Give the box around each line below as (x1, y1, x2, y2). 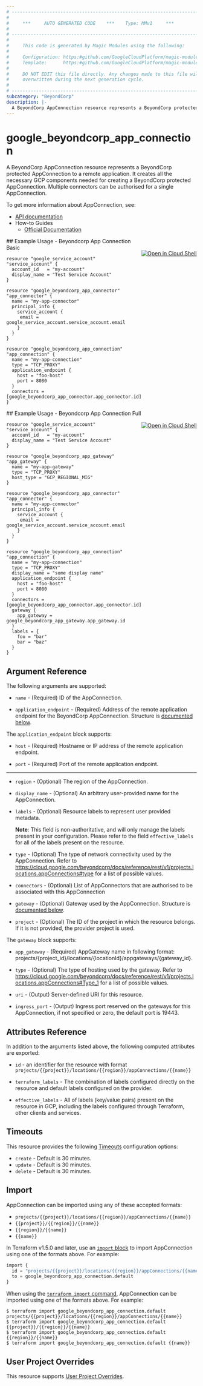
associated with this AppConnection (14, 888, 106, 895)
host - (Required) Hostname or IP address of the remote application (14, 742, 183, 750)
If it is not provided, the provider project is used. (14, 924, 135, 932)
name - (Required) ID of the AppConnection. (14, 694, 123, 701)
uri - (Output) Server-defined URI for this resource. (14, 991, 144, 998)
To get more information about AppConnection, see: (6, 201, 136, 209)
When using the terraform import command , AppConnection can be (6, 1290, 177, 1297)
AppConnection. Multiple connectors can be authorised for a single (6, 183, 174, 190)
